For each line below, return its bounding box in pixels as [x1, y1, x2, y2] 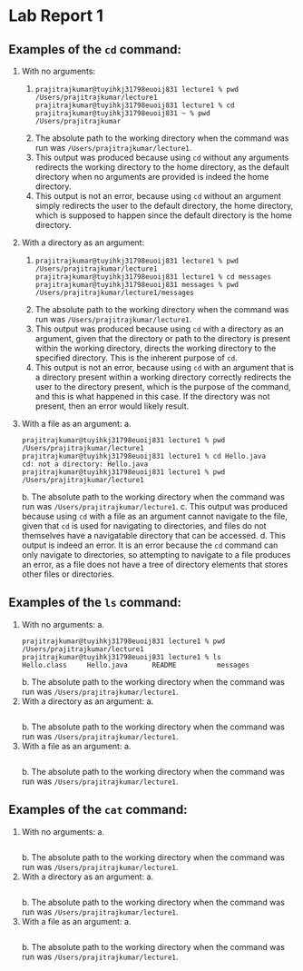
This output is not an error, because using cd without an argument [34, 191, 282, 201]
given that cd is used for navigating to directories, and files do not [21, 520, 267, 531]
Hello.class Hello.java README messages [21, 660, 250, 669]
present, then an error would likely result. [34, 401, 190, 411]
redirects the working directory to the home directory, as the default [34, 162, 289, 173]
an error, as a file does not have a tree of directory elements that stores [21, 560, 288, 570]
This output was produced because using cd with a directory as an [34, 323, 285, 334]
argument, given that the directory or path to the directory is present [34, 333, 291, 343]
